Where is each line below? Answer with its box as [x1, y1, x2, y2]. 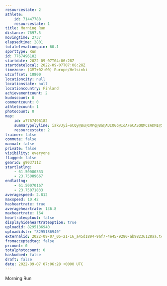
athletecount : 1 [5, 104, 39, 109]
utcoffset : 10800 [5, 72, 41, 77]
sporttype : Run [5, 49, 37, 54]
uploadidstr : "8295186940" [5, 229, 61, 234]
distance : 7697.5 [5, 30, 41, 35]
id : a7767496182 [14, 118, 48, 123]
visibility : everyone [5, 151, 50, 156]
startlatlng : [5, 165, 32, 170]
